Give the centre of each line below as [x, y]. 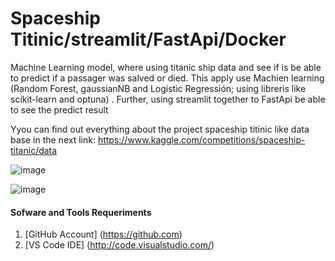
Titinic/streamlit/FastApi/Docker [148, 39]
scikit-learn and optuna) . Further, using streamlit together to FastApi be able [168, 99]
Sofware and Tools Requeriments [81, 212]
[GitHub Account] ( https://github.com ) [103, 234]
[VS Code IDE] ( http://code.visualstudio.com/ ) [119, 245]
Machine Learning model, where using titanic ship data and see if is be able [166, 67]
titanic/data [34, 150]
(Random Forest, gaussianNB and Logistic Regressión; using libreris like [158, 88]
